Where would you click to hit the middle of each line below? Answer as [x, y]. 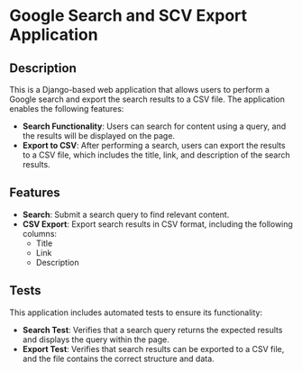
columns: [39, 233]
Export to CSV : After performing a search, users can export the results [154, 145]
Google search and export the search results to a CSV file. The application [147, 99]
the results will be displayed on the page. [99, 136]
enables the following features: [67, 109]
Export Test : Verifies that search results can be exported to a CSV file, [153, 348]
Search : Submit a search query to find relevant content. [126, 214]
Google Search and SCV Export [128, 16]
